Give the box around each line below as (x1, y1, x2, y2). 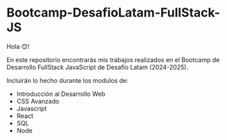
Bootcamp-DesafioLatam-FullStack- (6, 5, 220, 21)
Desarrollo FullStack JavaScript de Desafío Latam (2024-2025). (6, 63, 189, 71)
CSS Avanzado (16, 97, 60, 105)
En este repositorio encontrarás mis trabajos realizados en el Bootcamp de (6, 55, 220, 63)
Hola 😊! (6, 42, 30, 50)
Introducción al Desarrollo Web (16, 90, 106, 98)
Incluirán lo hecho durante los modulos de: (6, 76, 129, 84)
